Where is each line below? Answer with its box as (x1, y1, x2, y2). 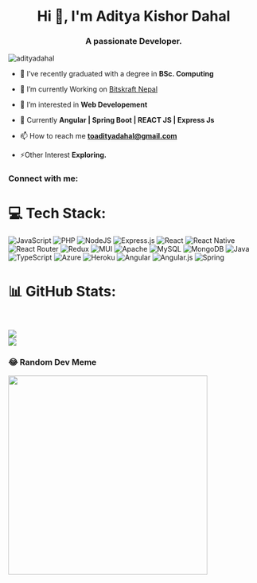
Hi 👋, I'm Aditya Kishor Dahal (37, 7, 231, 25)
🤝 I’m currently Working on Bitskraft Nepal (19, 84, 158, 94)
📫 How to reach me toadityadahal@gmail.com (19, 131, 177, 141)
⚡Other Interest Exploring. (19, 151, 107, 160)
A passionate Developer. (84, 36, 183, 47)
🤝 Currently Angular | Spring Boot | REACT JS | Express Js (19, 115, 215, 125)
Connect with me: (8, 173, 79, 184)
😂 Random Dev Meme (8, 357, 97, 368)
